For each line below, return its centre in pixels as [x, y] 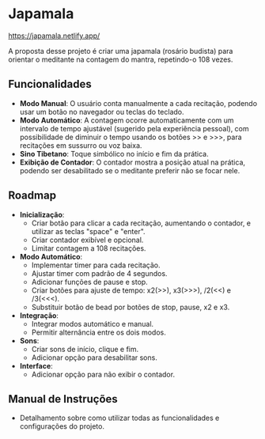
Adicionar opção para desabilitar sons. [95, 358]
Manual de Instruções [63, 399]
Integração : [39, 315]
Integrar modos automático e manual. [93, 324]
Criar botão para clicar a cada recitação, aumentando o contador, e [141, 223]
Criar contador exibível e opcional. [87, 240]
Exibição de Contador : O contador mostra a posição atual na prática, [132, 162]
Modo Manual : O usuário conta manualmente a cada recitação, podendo [138, 103]
